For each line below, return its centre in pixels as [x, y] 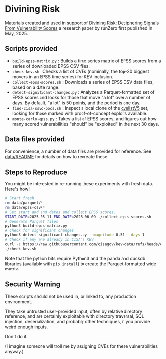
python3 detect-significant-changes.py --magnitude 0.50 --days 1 [75, 235]
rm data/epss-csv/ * [25, 208]
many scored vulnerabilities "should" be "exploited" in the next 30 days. [85, 124]
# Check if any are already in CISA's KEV [49, 240]
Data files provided [35, 139]
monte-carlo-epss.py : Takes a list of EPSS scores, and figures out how [84, 118]
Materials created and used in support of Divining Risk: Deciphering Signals [82, 23]
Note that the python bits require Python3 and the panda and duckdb [75, 258]
